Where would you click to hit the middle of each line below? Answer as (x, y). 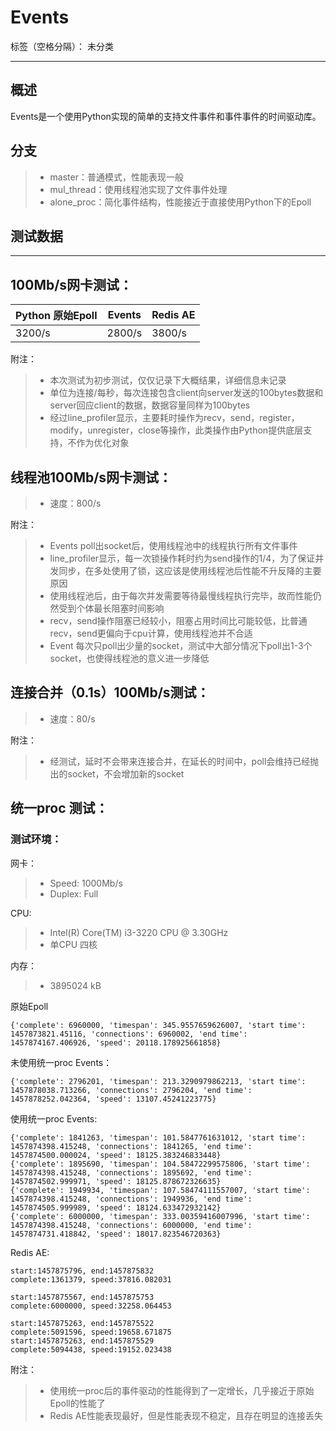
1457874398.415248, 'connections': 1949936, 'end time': (131, 1199)
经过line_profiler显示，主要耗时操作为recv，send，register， (174, 418)
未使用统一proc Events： (61, 1062)
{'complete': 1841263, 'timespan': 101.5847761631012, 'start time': (158, 1137)
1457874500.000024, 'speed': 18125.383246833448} (116, 1155)
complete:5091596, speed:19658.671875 (91, 1332)
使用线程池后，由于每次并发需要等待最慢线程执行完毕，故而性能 (181, 595)
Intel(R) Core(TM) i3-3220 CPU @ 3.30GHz (139, 932)
